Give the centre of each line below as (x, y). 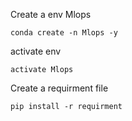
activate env (36, 51)
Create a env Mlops (51, 14)
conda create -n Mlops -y (64, 33)
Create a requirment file (59, 88)
